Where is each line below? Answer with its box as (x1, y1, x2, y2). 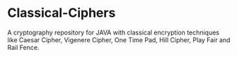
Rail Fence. (7, 43, 40, 51)
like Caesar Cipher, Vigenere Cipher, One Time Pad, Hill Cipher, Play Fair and (7, 35, 231, 44)
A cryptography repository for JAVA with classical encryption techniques (7, 28, 219, 37)
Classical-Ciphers (7, 5, 116, 21)
